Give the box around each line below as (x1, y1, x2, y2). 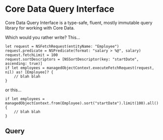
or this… (5, 87, 22, 93)
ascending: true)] (5, 61, 43, 66)
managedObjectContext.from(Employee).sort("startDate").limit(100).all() (5, 101, 159, 106)
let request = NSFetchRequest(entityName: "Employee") (5, 44, 119, 49)
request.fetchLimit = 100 (5, 53, 58, 57)
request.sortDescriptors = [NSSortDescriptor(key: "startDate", (5, 56, 139, 62)
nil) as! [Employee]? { (5, 70, 54, 75)
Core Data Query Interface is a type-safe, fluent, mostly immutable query (5, 20, 153, 26)
